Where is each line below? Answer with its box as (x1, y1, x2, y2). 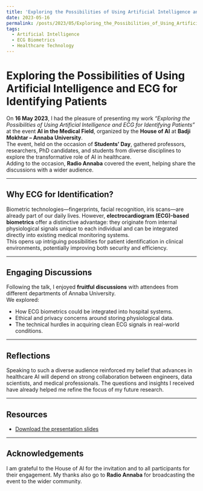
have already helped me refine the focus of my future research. (6, 386, 164, 393)
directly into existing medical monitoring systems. (6, 231, 130, 238)
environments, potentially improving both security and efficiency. (6, 244, 168, 252)
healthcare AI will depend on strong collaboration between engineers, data (6, 373, 192, 381)
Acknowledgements (6, 449, 84, 459)
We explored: (6, 296, 39, 304)
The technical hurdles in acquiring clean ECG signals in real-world (14, 321, 180, 328)
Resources (6, 409, 48, 419)
